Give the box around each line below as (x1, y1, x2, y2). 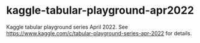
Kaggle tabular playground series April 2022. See (6, 23, 128, 30)
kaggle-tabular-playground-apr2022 (6, 4, 194, 17)
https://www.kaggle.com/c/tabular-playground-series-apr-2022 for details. (6, 29, 192, 36)
